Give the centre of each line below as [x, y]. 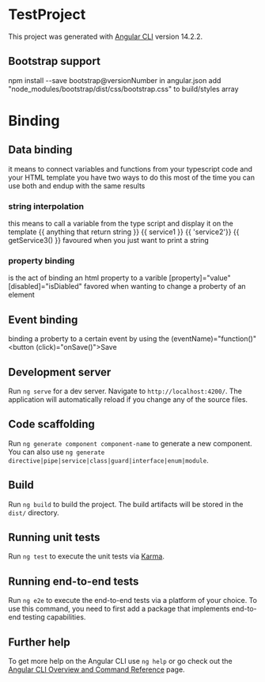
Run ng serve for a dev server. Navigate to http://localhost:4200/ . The [125, 391]
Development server [60, 372]
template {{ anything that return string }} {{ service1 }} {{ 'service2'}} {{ [124, 232]
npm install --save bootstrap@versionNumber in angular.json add [115, 80]
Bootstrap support [55, 61]
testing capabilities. [54, 617]
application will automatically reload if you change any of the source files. [128, 399]
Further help [40, 642]
